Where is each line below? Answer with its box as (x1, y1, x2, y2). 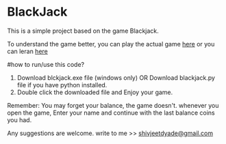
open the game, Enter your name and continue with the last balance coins (7, 109, 215, 117)
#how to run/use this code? (7, 60, 84, 68)
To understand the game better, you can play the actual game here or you (7, 40, 215, 48)
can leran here (7, 47, 48, 55)
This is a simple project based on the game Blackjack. (7, 27, 159, 35)
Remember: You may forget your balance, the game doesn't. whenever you (7, 101, 219, 109)
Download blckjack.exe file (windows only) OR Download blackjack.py (16, 73, 216, 82)
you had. (7, 115, 32, 124)
